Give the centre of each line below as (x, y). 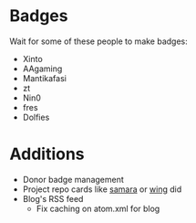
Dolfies (36, 117)
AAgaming (42, 69)
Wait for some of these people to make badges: (99, 41)
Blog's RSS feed (53, 198)
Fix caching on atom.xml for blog (98, 208)
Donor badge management (73, 179)
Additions (47, 154)
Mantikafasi (44, 78)
